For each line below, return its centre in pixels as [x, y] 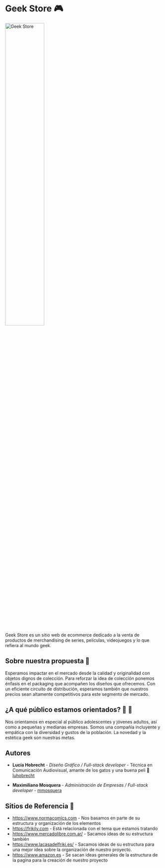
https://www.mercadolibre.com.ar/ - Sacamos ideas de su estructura [82, 834]
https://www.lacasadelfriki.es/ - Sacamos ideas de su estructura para [83, 844]
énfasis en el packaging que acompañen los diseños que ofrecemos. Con [80, 683]
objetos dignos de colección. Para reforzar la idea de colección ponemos [80, 678]
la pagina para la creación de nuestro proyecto [60, 860]
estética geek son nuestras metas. [40, 737]
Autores [18, 753]
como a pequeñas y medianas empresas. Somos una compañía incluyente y [83, 727]
